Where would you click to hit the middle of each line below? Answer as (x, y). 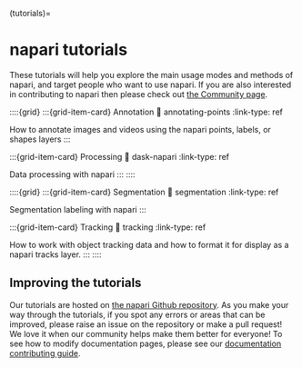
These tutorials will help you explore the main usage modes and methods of (151, 75)
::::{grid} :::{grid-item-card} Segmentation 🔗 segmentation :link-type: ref (144, 192)
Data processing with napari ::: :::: (72, 174)
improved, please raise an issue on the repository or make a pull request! (146, 324)
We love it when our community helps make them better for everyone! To (146, 333)
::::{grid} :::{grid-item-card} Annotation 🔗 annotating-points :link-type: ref (146, 112)
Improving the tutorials (75, 283)
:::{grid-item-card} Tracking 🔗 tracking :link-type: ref (108, 227)
